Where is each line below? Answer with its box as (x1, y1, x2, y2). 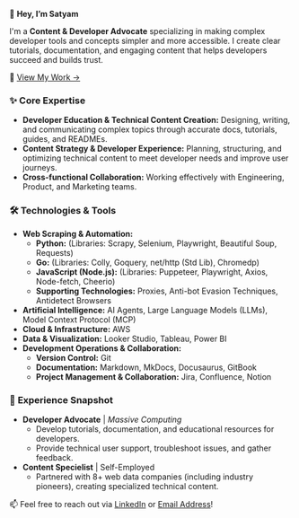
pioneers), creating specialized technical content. (35, 480, 219, 491)
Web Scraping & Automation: (22, 228, 133, 239)
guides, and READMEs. (22, 134, 108, 145)
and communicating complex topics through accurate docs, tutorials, (22, 124, 277, 135)
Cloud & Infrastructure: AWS (22, 323, 131, 334)
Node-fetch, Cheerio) (35, 276, 116, 286)
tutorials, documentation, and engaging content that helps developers (9, 45, 268, 56)
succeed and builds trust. (9, 55, 103, 65)
